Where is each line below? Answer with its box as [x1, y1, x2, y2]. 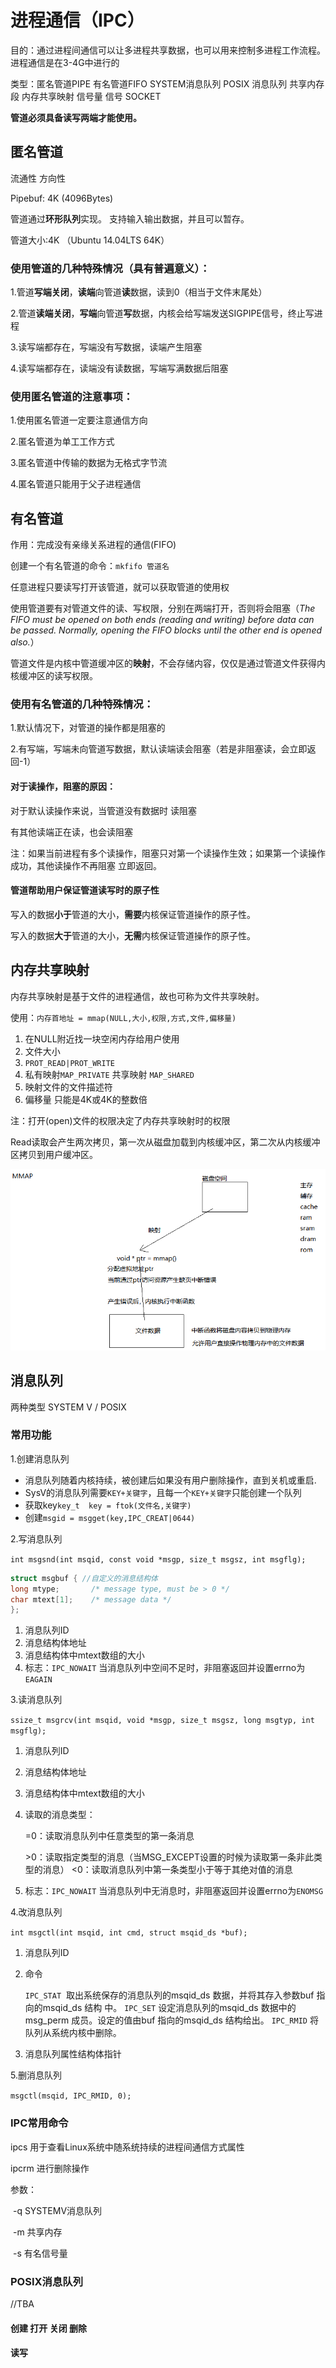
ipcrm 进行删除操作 [10, 2162, 90, 2174]
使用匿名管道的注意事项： [10, 389, 134, 403]
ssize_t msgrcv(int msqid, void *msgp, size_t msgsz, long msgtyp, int [10, 1716, 315, 1726]
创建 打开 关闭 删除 [10, 2322, 87, 2334]
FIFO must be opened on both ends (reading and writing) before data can [10, 614, 315, 626]
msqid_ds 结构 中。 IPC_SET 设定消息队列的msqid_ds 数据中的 [42, 2002, 297, 2014]
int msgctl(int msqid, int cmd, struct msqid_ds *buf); [10, 1928, 248, 1938]
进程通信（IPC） [10, 9, 145, 32]
